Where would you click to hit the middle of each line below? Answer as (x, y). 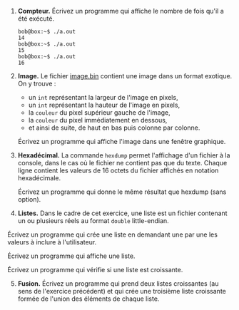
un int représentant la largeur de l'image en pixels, (103, 97)
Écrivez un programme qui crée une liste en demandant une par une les (112, 234)
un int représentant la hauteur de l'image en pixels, (104, 105)
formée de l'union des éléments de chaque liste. (88, 299)
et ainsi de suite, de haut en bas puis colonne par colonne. (114, 128)
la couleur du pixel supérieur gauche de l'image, (99, 113)
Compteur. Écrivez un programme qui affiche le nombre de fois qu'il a (121, 11)
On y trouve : (37, 83)
